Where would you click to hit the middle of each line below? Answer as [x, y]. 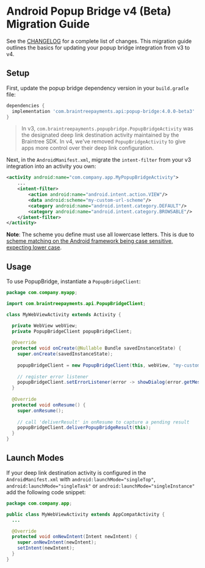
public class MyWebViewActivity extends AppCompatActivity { [86, 514]
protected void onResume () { [49, 405]
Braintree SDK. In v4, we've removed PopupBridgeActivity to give [103, 142]
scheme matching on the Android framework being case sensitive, [90, 241]
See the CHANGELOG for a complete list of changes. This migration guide [99, 41]
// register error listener [53, 376]
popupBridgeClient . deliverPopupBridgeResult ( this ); [84, 428]
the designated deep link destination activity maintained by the [100, 135]
